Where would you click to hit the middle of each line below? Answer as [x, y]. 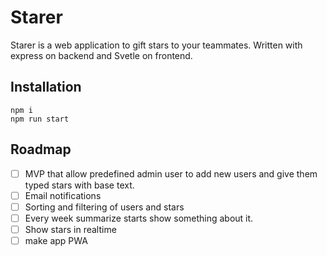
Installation [46, 87]
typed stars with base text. [79, 185]
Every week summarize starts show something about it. [139, 218]
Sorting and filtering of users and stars [104, 207]
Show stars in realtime [70, 229]
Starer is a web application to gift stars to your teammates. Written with [156, 45]
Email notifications [63, 195]
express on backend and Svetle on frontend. [101, 55]
